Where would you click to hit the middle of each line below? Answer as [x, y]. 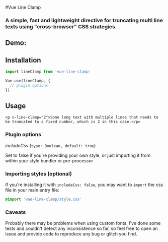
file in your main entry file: [32, 190]
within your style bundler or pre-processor [49, 160]
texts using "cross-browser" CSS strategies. [61, 26]
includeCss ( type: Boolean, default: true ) [51, 145]
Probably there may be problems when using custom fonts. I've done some [83, 223]
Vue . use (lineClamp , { [28, 81]
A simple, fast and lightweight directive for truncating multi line [84, 20]
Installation [23, 60]
